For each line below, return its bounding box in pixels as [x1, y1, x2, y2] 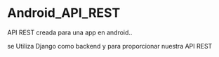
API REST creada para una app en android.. [7, 28, 133, 37]
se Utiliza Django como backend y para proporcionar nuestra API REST [7, 42, 213, 50]
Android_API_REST [7, 5, 121, 21]
